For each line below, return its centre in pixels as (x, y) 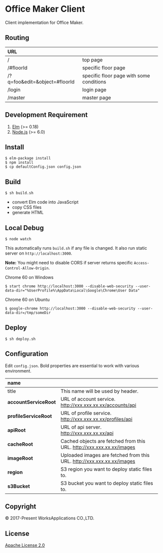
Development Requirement (47, 115)
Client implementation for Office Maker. (44, 22)
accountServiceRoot (32, 402)
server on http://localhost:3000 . (39, 253)
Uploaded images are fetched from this (105, 455)
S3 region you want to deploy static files (106, 469)
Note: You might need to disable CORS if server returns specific (69, 263)
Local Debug (24, 228)
